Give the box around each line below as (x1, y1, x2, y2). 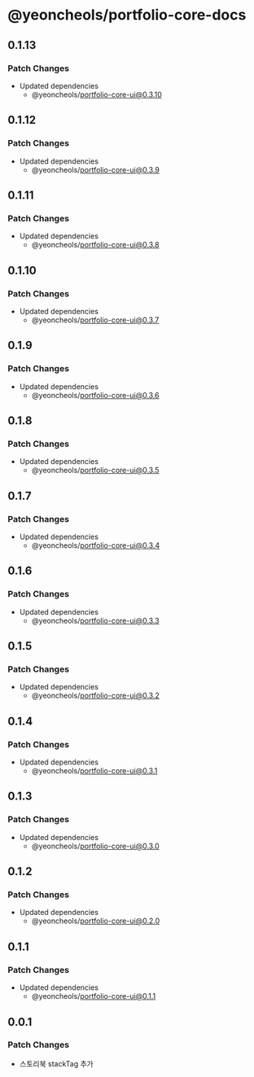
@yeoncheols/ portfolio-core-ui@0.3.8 (31, 240, 160, 250)
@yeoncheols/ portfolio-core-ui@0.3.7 (31, 315, 160, 325)
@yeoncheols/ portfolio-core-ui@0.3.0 (31, 841, 160, 851)
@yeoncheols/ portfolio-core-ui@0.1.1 (31, 992, 156, 1001)
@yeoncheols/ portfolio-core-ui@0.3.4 (31, 541, 160, 550)
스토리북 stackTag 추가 (19, 1058, 94, 1068)
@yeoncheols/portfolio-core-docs (7, 6, 247, 24)
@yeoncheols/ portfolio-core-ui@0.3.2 (31, 690, 160, 701)
